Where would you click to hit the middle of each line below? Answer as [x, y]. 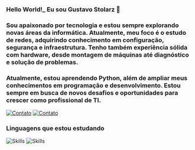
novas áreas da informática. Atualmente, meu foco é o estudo [96, 32]
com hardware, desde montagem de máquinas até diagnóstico [97, 54]
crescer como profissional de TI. [54, 100]
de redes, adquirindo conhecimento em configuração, [85, 40]
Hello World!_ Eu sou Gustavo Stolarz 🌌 [63, 9]
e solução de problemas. [42, 62]
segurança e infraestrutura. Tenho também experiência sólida [97, 47]
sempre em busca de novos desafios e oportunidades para [92, 93]
